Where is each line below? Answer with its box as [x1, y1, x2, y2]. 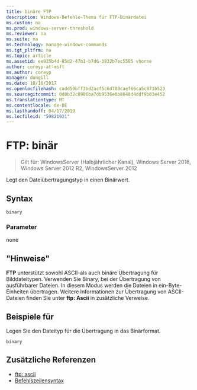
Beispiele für [6, 312, 54, 322]
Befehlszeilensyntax [14, 377, 64, 384]
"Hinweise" [6, 253, 50, 264]
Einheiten [6, 288, 29, 295]
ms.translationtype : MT [6, 97, 65, 103]
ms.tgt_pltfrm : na [6, 47, 51, 53]
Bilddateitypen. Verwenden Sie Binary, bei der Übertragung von [6, 276, 161, 283]
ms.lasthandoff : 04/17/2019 [6, 108, 76, 114]
